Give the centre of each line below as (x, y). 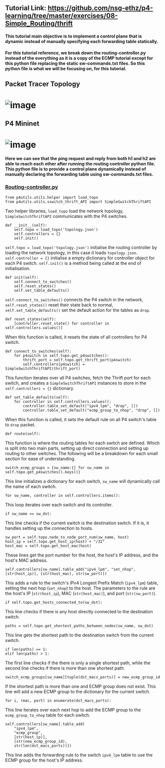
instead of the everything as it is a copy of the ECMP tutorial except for (79, 58)
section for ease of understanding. (40, 459)
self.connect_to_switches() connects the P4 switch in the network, (74, 299)
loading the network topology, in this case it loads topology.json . (71, 253)
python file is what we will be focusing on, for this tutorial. (66, 68)
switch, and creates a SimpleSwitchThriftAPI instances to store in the (76, 383)
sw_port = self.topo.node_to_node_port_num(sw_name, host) (67, 537)
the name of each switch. (31, 486)
